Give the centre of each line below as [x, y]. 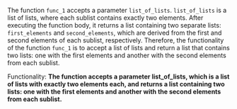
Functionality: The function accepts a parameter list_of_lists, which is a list [118, 76]
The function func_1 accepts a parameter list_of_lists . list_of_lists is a [117, 10]
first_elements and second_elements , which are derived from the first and [115, 33]
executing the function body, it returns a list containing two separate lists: [114, 25]
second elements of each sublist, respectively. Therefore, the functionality [116, 40]
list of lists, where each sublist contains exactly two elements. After [105, 18]
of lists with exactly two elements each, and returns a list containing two [116, 84]
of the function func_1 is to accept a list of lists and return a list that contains [118, 48]
